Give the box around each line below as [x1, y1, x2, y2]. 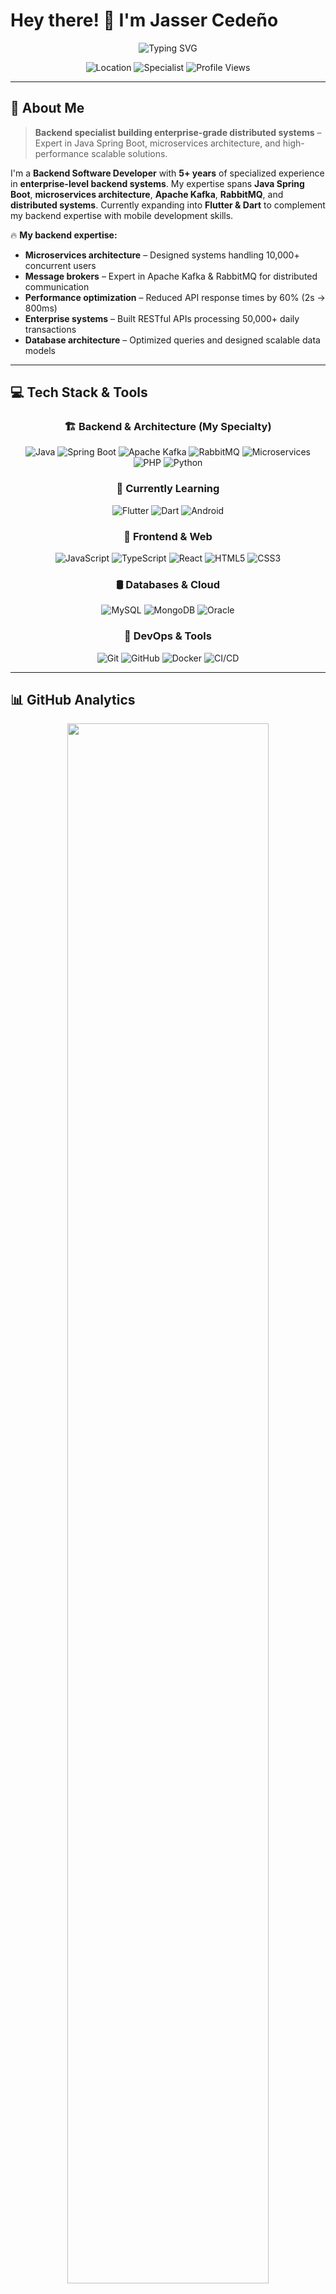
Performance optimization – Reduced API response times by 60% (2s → [24, 291, 326, 303]
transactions [24, 323, 77, 335]
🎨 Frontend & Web [123, 529, 213, 543]
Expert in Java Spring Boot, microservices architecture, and [34, 137, 281, 149]
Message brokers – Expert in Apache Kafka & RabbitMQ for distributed [24, 270, 318, 282]
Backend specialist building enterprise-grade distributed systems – [34, 126, 322, 138]
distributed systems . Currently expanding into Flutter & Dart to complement [10, 199, 326, 211]
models [24, 344, 56, 356]
